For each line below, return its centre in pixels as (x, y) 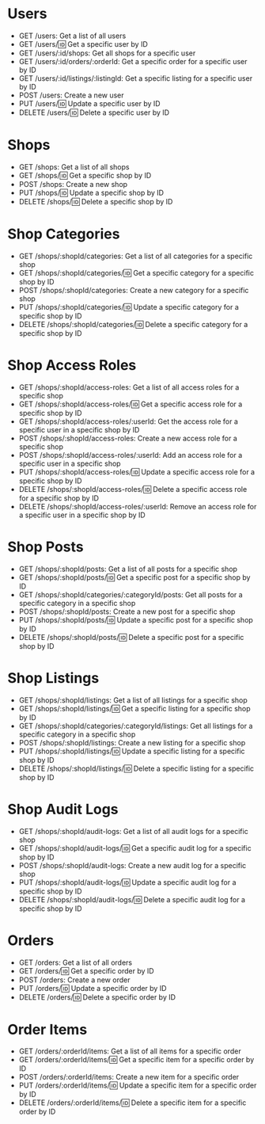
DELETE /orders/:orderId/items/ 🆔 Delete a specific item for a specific (132, 1103)
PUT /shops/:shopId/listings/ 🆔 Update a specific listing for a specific (132, 751)
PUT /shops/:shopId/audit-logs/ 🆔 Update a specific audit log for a (127, 882)
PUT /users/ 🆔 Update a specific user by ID (89, 103)
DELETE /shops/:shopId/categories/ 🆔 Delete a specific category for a (133, 324)
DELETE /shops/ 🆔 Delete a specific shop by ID (96, 201)
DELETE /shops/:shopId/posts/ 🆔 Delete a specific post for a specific (131, 637)
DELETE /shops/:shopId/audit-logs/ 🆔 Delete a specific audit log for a (132, 899)
